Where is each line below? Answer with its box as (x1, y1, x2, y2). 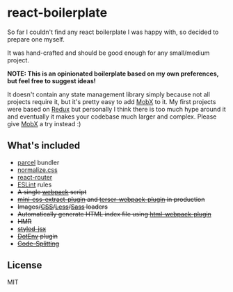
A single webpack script (17, 187, 87, 196)
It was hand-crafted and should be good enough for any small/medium (7, 49, 210, 57)
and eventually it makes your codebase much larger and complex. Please (7, 112, 217, 121)
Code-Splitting (17, 239, 60, 248)
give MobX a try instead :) (7, 119, 81, 128)
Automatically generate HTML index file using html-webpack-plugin (17, 209, 212, 218)
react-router (17, 173, 53, 181)
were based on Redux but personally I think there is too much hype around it (7, 105, 226, 113)
